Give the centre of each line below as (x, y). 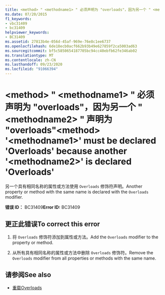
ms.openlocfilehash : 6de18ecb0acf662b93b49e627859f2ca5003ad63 (71, 46)
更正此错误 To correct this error (53, 224)
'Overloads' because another (66, 151)
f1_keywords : (18, 19)
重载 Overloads (27, 288)
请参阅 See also (28, 275)
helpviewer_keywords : (27, 32)
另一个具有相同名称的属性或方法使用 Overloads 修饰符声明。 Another (74, 186)
